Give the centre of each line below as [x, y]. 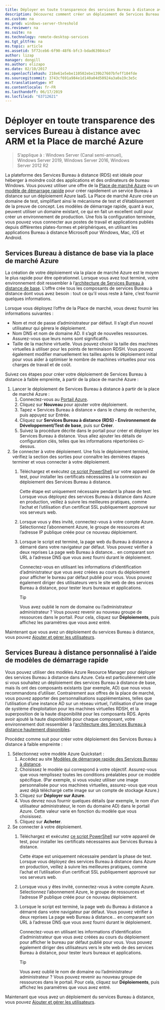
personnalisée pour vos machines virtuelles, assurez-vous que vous [88, 785]
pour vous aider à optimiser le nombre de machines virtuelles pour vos [84, 359]
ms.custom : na [20, 19]
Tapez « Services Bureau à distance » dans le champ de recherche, [88, 410]
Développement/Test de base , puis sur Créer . [67, 425]
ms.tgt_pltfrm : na [24, 42]
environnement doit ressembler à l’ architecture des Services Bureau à [76, 724]
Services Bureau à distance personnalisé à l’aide [81, 653]
